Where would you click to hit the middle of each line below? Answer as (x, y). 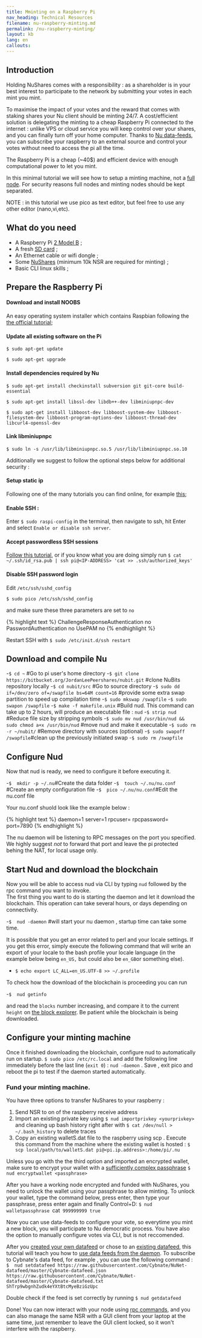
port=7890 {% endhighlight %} (45, 826)
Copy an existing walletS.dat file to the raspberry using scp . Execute (101, 1138)
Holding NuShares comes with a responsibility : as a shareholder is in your (99, 85)
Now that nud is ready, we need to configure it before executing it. (88, 772)
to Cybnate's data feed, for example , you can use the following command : (99, 1260)
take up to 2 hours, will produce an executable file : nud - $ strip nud (91, 712)
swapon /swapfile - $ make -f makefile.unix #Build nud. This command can (100, 706)
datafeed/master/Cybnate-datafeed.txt (55, 1281)
